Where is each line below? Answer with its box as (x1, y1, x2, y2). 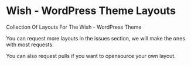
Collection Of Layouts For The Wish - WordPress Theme (6, 23, 142, 30)
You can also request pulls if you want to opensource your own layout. (6, 52, 176, 59)
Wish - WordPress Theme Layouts (6, 4, 176, 18)
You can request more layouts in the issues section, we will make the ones (6, 35, 186, 42)
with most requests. (6, 41, 54, 48)
